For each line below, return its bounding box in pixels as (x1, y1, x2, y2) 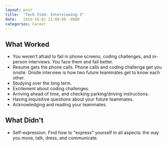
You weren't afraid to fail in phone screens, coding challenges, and (12, 53, 151, 59)
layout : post (5, 7, 33, 13)
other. (12, 75, 25, 81)
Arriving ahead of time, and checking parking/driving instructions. (12, 91, 149, 97)
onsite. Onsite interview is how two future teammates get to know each (12, 69, 160, 76)
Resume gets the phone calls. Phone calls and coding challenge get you (12, 64, 162, 70)
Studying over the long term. (12, 80, 72, 86)
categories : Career (5, 21, 46, 27)
